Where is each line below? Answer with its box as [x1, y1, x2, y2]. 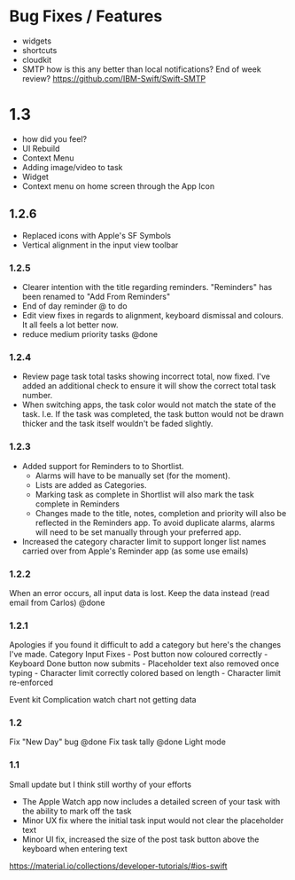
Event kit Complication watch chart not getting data [9, 695, 197, 705]
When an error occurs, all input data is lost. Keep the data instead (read [9, 587, 270, 598]
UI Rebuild [21, 143, 60, 153]
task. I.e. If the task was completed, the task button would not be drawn [21, 409, 284, 420]
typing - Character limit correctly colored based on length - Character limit [9, 668, 282, 679]
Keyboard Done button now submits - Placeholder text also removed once [9, 658, 280, 669]
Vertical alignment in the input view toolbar [21, 240, 179, 250]
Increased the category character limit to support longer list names [21, 536, 267, 546]
